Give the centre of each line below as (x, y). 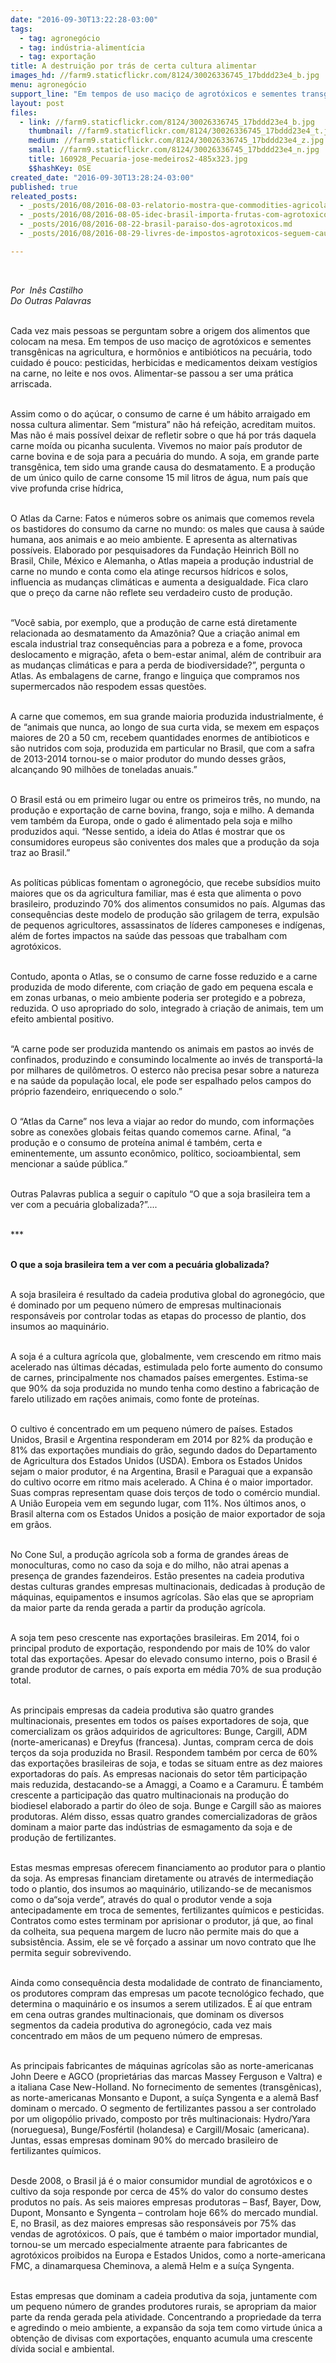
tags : (21, 29)
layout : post (37, 103)
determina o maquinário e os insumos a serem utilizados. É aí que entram (161, 2003)
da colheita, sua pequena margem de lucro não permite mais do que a (155, 1931)
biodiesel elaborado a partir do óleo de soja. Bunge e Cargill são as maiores (166, 1805)
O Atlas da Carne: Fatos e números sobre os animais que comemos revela (162, 518)
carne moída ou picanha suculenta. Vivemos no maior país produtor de (156, 445)
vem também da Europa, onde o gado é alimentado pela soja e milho (151, 820)
